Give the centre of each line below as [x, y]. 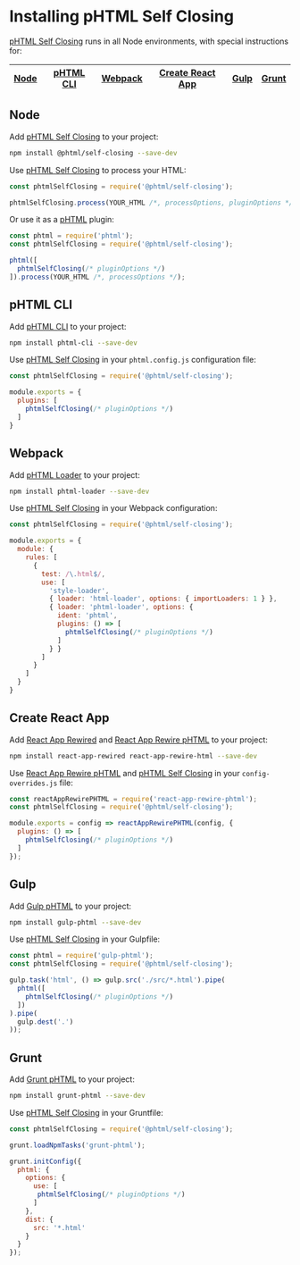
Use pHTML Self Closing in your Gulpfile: [85, 939]
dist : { [39, 1219]
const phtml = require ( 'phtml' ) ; [71, 236]
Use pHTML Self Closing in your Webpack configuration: [113, 508]
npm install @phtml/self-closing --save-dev [93, 153]
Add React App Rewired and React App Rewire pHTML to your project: [138, 740]
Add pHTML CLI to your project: [68, 326]
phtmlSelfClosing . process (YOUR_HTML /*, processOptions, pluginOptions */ [151, 203]
